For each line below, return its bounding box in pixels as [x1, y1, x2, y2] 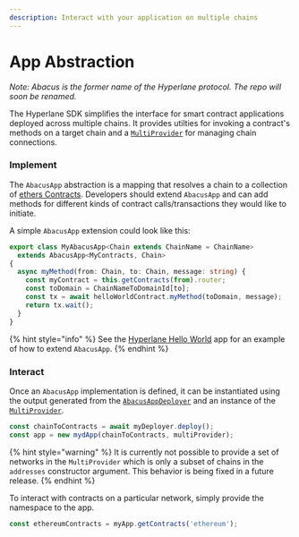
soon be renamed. [9, 90, 77, 101]
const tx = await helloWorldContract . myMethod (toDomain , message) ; [25, 293, 282, 302]
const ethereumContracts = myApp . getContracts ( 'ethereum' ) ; [9, 519, 239, 528]
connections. [9, 136, 58, 148]
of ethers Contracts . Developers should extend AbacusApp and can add [9, 189, 269, 200]
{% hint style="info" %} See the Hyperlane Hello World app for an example [9, 333, 286, 345]
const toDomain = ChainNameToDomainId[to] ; [25, 284, 191, 294]
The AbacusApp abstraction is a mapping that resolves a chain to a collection [9, 179, 288, 190]
